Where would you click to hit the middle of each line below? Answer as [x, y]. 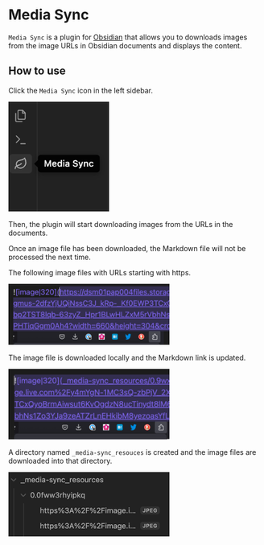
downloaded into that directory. [60, 460]
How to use [37, 71]
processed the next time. [49, 257]
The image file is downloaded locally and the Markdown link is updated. [127, 358]
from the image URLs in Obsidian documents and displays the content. [125, 45]
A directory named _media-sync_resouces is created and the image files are [132, 452]
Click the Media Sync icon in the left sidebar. [80, 90]
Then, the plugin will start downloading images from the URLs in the [121, 224]
